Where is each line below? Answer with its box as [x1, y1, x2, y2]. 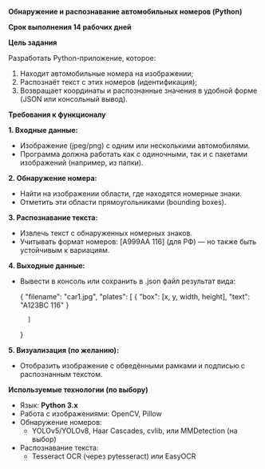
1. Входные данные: [8, 126, 78, 134]
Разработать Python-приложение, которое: [8, 54, 156, 62]
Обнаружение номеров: [19, 418, 102, 427]
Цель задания [8, 38, 57, 47]
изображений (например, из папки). [19, 158, 144, 167]
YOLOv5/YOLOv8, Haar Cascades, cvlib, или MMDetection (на [31, 426, 238, 435]
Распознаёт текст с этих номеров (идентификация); [19, 78, 198, 86]
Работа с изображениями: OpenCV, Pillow [19, 409, 162, 419]
